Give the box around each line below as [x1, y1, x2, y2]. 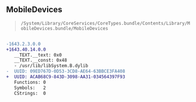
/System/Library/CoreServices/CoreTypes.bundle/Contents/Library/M [20, 20, 190, 26]
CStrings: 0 [14, 90, 46, 96]
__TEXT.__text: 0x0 [14, 52, 62, 58]
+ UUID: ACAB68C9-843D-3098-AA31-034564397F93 [6, 74, 126, 80]
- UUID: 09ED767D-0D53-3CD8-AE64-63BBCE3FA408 [6, 68, 126, 74]
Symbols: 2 [14, 85, 46, 91]
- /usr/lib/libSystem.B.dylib [14, 63, 89, 69]
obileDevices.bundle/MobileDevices [20, 25, 109, 31]
